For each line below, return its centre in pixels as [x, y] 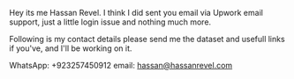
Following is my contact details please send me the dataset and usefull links [147, 39]
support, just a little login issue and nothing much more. [110, 22]
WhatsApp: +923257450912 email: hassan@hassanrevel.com [121, 65]
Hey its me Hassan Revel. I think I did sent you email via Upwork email [136, 13]
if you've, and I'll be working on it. [71, 48]
